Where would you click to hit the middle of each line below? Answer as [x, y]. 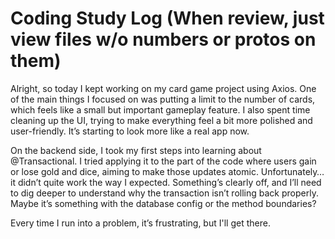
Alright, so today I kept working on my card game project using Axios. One [163, 88]
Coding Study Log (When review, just [167, 18]
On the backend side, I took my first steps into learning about [136, 150]
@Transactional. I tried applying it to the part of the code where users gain [163, 161]
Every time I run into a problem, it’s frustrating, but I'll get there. [140, 223]
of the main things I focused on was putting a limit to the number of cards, [163, 99]
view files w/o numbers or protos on [163, 39]
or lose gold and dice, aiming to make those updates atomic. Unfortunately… [167, 171]
